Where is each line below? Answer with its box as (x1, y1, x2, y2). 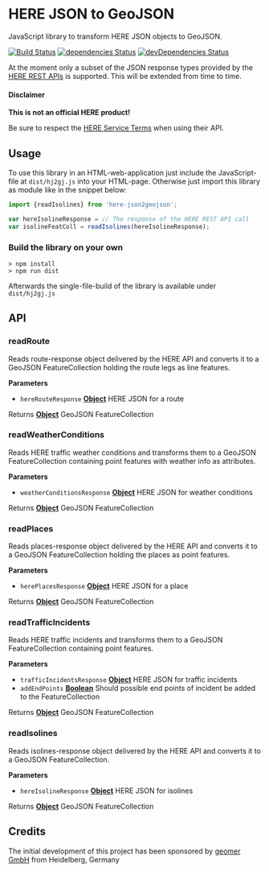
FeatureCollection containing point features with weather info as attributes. (8, 456, 256, 465)
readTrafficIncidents (8, 617, 91, 628)
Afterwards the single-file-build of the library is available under (8, 281, 217, 291)
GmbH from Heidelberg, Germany (8, 854, 120, 864)
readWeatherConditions (8, 429, 105, 440)
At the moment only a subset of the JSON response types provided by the (8, 62, 253, 72)
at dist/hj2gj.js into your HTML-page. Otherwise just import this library (20, 176, 261, 186)
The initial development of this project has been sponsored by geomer (8, 846, 241, 856)
